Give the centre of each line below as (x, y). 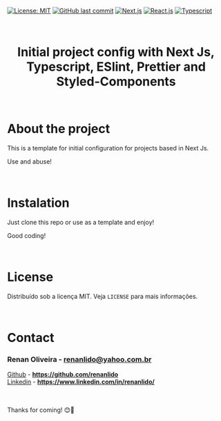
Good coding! (27, 235)
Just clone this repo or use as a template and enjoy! (81, 222)
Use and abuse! (29, 161)
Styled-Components (116, 81)
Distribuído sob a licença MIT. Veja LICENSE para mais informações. (103, 296)
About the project (59, 129)
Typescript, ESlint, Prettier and (116, 67)
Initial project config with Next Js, (116, 52)
